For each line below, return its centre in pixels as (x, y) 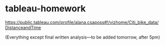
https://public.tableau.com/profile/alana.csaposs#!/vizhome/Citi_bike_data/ (82, 22)
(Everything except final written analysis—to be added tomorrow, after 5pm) (82, 37)
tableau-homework (45, 9)
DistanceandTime (23, 27)
